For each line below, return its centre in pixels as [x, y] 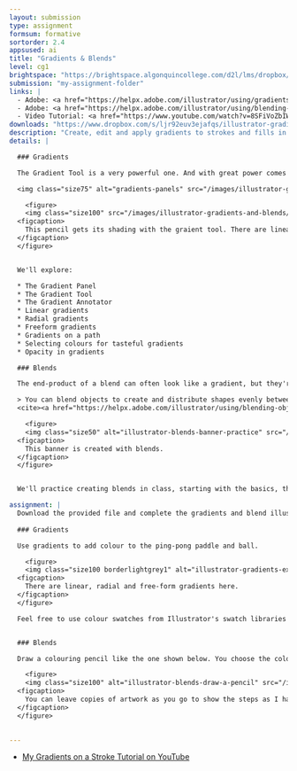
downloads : [29, 125]
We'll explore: [45, 270]
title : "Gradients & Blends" [63, 58]
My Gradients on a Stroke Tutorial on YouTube [106, 757]
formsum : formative [45, 34]
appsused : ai [33, 51]
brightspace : [33, 75]
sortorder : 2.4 [37, 42]
